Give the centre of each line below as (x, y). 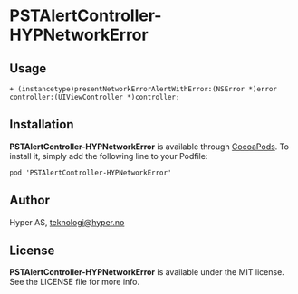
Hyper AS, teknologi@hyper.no (67, 222)
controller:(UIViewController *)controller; (95, 97)
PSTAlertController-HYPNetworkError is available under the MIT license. (147, 272)
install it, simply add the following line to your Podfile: (109, 156)
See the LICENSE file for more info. (75, 282)
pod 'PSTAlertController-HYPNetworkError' (91, 173)
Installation (42, 124)
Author (29, 200)
